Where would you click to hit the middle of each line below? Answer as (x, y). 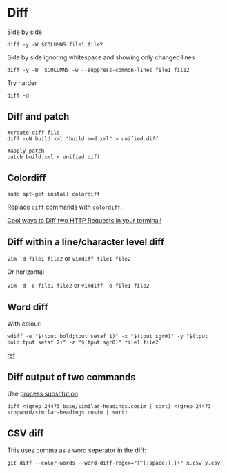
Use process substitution (42, 393)
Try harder (22, 83)
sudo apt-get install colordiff (53, 194)
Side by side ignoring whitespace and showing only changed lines (101, 57)
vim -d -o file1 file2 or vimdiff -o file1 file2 (78, 286)
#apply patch (26, 151)
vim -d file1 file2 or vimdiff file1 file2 (69, 259)
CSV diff (26, 434)
